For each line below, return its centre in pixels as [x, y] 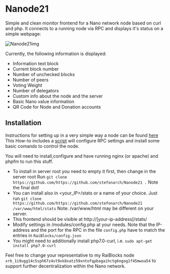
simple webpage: [23, 34]
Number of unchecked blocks [44, 74]
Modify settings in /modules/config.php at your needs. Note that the [84, 225]
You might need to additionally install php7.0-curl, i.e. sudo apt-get [82, 241]
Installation [23, 123]
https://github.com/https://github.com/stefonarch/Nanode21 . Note [85, 182]
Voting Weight [27, 85]
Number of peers [30, 80]
